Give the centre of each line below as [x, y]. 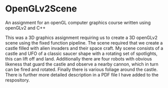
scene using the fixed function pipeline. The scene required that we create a [84, 42]
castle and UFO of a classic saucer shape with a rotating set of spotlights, [81, 53]
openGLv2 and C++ [26, 27]
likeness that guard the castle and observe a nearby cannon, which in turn [82, 64]
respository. [18, 80]
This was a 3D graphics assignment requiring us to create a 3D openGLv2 [81, 37]
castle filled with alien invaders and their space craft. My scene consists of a [84, 48]
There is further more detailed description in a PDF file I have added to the [82, 74]
